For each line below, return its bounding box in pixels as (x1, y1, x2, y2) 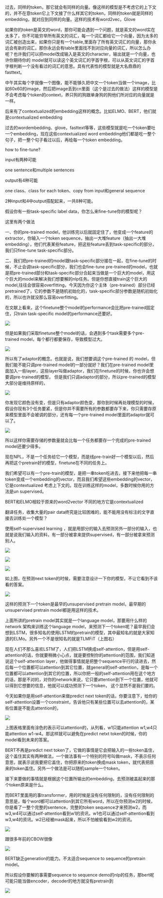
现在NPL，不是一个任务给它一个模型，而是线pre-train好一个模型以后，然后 (5, 454, 154, 459)
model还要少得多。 (5, 444, 43, 449)
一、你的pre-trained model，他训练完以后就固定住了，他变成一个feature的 (5, 229, 154, 235)
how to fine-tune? (5, 147, 41, 152)
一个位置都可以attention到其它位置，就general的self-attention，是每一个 (13, 664, 158, 670)
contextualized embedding (9, 114, 63, 120)
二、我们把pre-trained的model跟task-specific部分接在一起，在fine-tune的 (5, 258, 153, 263)
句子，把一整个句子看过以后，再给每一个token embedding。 (5, 137, 125, 143)
